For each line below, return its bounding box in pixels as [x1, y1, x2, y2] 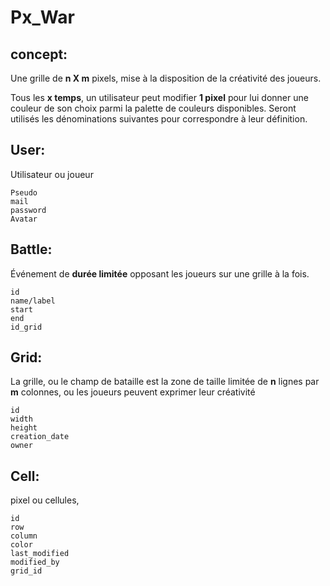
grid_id [10, 566, 43, 576]
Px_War [10, 6, 75, 29]
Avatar [10, 214, 38, 224]
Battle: [10, 241, 53, 258]
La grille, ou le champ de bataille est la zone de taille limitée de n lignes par [10, 376, 320, 388]
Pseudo [10, 187, 38, 198]
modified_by [10, 557, 60, 568]
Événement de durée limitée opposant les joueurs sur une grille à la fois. [10, 267, 310, 280]
